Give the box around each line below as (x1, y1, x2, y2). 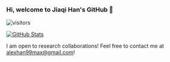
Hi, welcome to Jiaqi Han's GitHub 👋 (6, 5, 113, 14)
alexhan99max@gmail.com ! (6, 49, 75, 56)
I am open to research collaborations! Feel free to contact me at (6, 42, 165, 50)
